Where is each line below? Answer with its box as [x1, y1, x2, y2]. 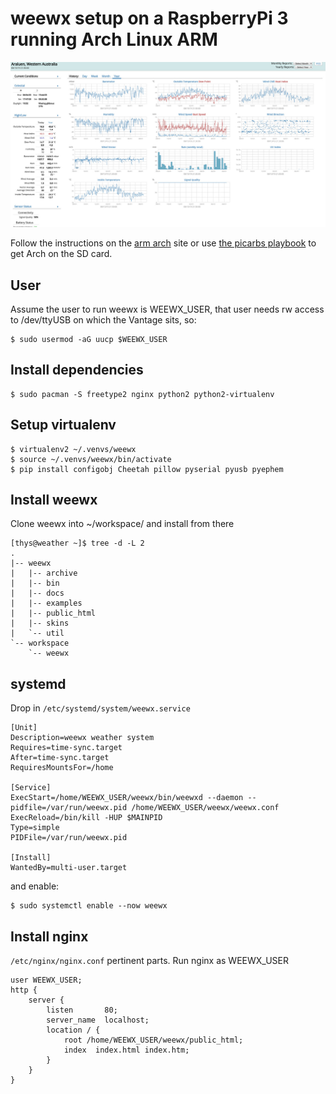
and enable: [10, 880, 60, 892]
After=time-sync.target [10, 753, 110, 763]
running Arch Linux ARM [10, 28, 218, 51]
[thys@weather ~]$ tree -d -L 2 [10, 538, 145, 549]
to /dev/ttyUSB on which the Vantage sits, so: [10, 314, 197, 326]
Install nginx [10, 928, 89, 945]
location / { [46, 1025, 101, 1036]
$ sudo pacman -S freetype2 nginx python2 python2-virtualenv [10, 389, 275, 399]
